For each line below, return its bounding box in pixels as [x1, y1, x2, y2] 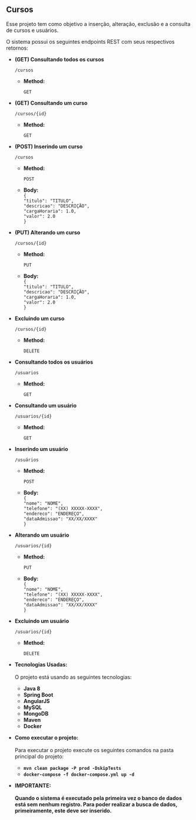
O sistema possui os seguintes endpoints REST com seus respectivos [6, 38, 175, 45]
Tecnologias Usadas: [14, 661, 68, 668]
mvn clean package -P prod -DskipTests [23, 765, 122, 771]
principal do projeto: [14, 753, 64, 760]
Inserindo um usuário [14, 445, 68, 452]
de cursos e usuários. [6, 27, 59, 34]
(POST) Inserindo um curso [14, 143, 83, 150]
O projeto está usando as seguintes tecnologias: [14, 673, 132, 681]
